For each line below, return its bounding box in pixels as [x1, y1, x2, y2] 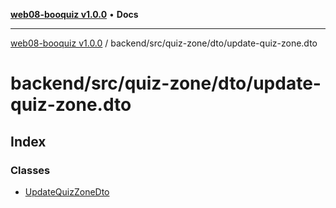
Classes [10, 163, 51, 177]
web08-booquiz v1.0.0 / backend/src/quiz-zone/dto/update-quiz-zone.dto [10, 37, 318, 49]
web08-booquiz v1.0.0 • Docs [10, 9, 139, 20]
